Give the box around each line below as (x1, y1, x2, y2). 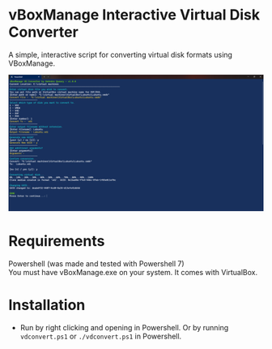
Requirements (8, 231, 105, 250)
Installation (8, 295, 86, 314)
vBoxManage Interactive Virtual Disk (8, 6, 261, 24)
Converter (8, 23, 79, 41)
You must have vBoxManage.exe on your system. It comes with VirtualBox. (8, 267, 258, 277)
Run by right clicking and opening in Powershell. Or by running (19, 322, 229, 332)
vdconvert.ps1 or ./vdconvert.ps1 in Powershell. (19, 331, 182, 341)
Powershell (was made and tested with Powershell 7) (8, 258, 185, 269)
